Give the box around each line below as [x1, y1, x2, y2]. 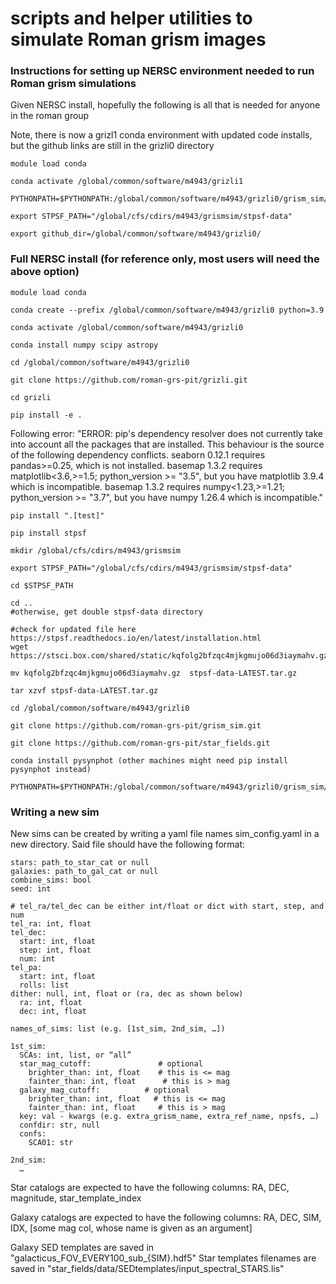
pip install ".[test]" [10, 510, 105, 521]
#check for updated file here [10, 624, 137, 634]
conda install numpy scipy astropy [10, 340, 159, 350]
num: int [19, 954, 56, 964]
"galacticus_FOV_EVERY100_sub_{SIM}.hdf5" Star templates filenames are [10, 1252, 317, 1264]
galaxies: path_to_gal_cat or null [10, 867, 159, 877]
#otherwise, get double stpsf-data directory [10, 607, 203, 617]
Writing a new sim [10, 805, 100, 819]
